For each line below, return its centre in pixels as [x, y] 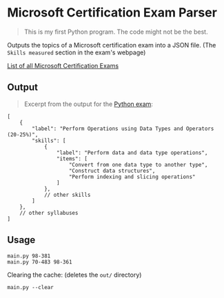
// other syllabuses [49, 213]
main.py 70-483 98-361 [40, 262]
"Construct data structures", [112, 171]
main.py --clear [30, 287]
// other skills [67, 195]
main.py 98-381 [29, 256]
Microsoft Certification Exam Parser [112, 13]
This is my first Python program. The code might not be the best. [116, 32]
